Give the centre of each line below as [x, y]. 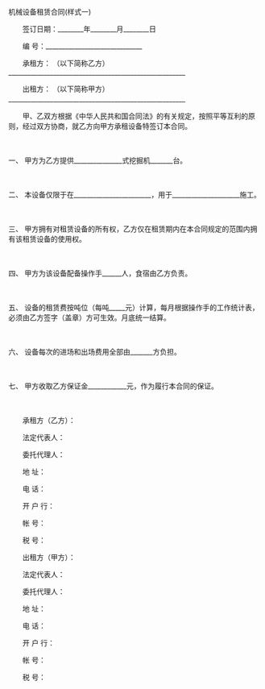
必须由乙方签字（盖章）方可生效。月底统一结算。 [89, 318]
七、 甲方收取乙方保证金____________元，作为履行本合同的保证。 [114, 386]
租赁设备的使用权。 [54, 239]
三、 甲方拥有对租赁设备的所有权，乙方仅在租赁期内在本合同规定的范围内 [129, 229]
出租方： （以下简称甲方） [66, 89]
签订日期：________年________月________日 [89, 29]
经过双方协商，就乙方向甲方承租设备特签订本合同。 [107, 126]
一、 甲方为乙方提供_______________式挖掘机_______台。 [98, 160]
